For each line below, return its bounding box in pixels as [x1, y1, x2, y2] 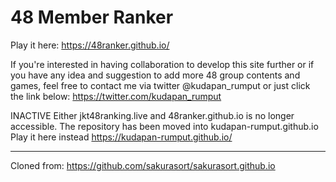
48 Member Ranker [10, 6, 174, 29]
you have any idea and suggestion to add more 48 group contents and [10, 69, 301, 81]
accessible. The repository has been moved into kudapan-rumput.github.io [10, 120, 319, 132]
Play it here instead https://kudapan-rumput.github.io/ [10, 131, 233, 143]
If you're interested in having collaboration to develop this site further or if [10, 58, 315, 70]
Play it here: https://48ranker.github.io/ [10, 39, 170, 51]
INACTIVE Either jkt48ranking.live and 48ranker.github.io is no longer [10, 109, 295, 121]
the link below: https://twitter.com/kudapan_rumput [10, 90, 222, 102]
